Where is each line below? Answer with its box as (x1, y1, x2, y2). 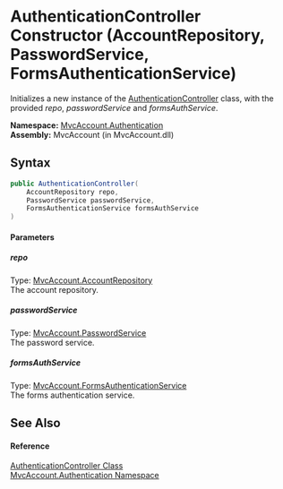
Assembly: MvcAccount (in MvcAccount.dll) (10, 129, 175, 140)
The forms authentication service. (10, 390, 135, 400)
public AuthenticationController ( (10, 179, 140, 188)
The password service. (10, 337, 95, 347)
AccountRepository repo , (26, 187, 119, 196)
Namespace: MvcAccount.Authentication (10, 119, 164, 131)
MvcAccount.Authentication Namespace (10, 470, 159, 481)
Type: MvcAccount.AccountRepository (10, 275, 153, 286)
